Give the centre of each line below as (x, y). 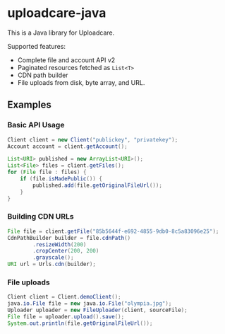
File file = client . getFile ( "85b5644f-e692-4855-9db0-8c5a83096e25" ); (113, 231)
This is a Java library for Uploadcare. (61, 33)
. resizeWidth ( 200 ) (60, 244)
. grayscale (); (53, 258)
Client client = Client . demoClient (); (64, 297)
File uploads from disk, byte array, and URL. (81, 82)
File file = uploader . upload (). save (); (66, 316)
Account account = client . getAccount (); (68, 146)
